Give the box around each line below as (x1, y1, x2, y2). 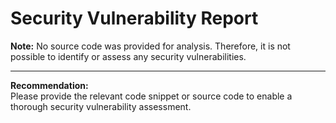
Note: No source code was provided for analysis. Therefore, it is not (10, 40, 291, 52)
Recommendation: (10, 79, 89, 91)
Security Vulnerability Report (10, 7, 259, 30)
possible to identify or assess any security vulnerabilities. (10, 50, 247, 62)
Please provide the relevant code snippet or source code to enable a (10, 90, 293, 102)
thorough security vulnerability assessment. (10, 100, 192, 112)
